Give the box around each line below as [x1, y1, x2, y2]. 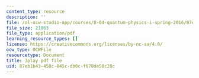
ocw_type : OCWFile [6, 47, 52, 53]
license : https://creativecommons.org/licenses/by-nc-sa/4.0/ [6, 42, 163, 48]
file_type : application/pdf [6, 30, 76, 36]
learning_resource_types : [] [6, 36, 78, 42]
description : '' [6, 14, 46, 20]
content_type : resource [6, 8, 65, 15]
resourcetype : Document [6, 52, 65, 58]
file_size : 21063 [6, 25, 49, 31]
